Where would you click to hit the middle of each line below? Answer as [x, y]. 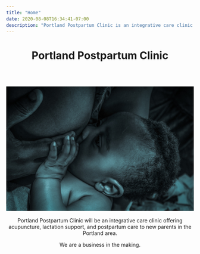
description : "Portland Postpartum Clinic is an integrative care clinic [100, 25]
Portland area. [100, 233]
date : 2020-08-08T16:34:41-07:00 [48, 19]
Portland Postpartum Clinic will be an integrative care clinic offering [100, 221]
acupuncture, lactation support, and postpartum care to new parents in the [100, 227]
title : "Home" [24, 13]
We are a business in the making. [100, 245]
